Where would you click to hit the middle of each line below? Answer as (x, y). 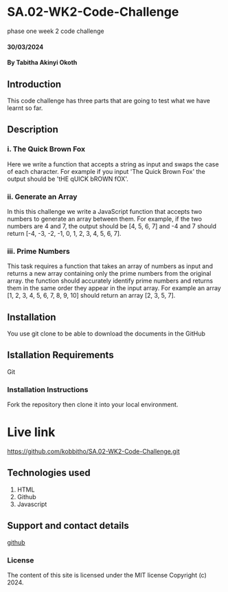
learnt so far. (25, 108)
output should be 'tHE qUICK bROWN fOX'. (68, 179)
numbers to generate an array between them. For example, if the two (105, 219)
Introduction (34, 84)
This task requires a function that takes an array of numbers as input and (110, 266)
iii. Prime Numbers (38, 251)
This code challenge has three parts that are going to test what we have (109, 100)
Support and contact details (68, 526)
